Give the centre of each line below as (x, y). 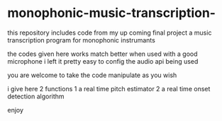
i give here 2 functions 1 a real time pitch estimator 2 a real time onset (109, 88)
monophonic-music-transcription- (112, 13)
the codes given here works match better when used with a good (102, 54)
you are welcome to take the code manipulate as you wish (92, 75)
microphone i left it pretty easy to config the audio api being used (103, 61)
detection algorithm (36, 96)
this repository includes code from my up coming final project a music (110, 33)
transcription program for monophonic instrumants (82, 40)
